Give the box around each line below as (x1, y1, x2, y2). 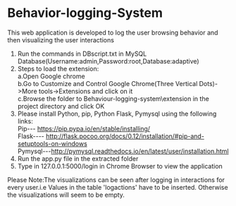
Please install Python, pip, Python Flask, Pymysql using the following (17, 109, 217, 118)
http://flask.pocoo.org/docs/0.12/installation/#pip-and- (45, 132, 204, 140)
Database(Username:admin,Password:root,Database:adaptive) (17, 56, 199, 65)
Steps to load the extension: (17, 64, 99, 73)
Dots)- (199, 79, 218, 87)
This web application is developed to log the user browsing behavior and (7, 28, 218, 37)
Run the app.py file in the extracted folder (17, 154, 139, 163)
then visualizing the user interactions (7, 35, 115, 44)
